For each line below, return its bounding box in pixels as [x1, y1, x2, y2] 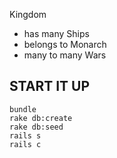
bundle [9, 104, 37, 114]
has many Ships [23, 28, 90, 39]
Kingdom [9, 9, 47, 20]
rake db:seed [9, 122, 64, 132]
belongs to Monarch [23, 39, 107, 50]
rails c [9, 139, 42, 149]
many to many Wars [23, 49, 107, 61]
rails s [9, 130, 42, 141]
